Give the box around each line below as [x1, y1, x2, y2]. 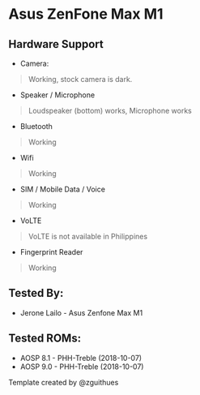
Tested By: [8, 286, 64, 300]
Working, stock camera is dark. [28, 75, 133, 84]
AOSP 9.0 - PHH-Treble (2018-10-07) [19, 362, 144, 371]
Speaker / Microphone [19, 90, 96, 100]
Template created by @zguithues [8, 377, 119, 387]
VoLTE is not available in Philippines [28, 232, 148, 241]
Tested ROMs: [8, 332, 82, 346]
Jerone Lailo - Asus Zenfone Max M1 [19, 307, 143, 317]
